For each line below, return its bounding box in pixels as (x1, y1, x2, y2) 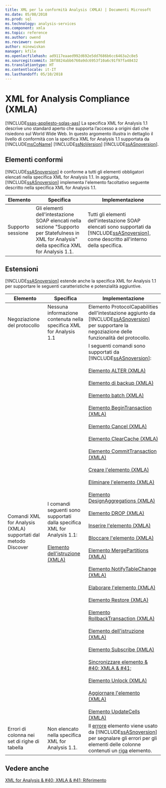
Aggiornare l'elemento (88, 690, 140, 697)
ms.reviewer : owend (5, 40, 45, 45)
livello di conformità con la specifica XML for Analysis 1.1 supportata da (5, 136, 150, 142)
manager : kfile (5, 49, 37, 54)
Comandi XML (7, 513, 41, 520)
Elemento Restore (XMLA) (88, 597, 149, 604)
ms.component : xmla (5, 26, 45, 31)
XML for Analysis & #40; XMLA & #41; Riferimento (5, 777, 107, 784)
